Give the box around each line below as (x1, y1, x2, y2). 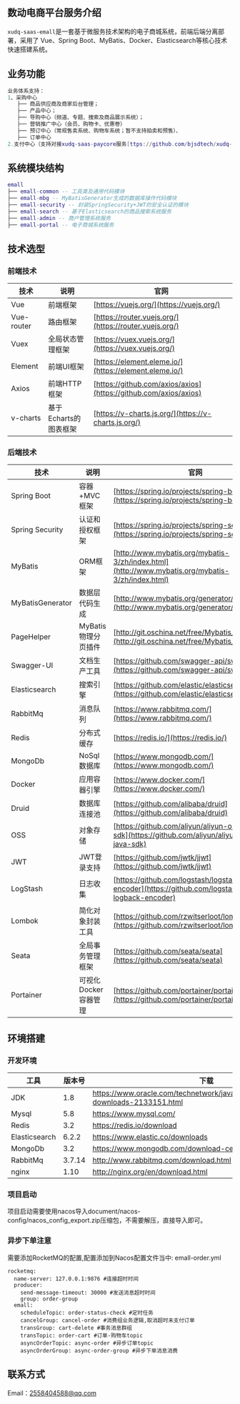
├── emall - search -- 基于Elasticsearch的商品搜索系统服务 (7, 208, 172, 215)
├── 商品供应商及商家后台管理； (16, 101, 99, 108)
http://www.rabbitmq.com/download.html (92, 1155, 231, 1165)
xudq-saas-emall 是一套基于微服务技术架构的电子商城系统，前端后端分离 (7, 27, 219, 36)
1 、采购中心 (7, 94, 38, 101)
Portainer (11, 990, 42, 1000)
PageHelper (11, 632, 51, 642)
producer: (14, 1281, 43, 1288)
